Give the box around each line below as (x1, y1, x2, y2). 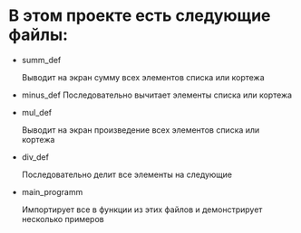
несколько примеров (21, 213, 105, 224)
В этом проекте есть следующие (8, 5, 271, 26)
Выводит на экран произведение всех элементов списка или (21, 124, 260, 135)
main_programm (21, 186, 83, 197)
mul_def (21, 107, 53, 117)
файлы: (8, 24, 69, 45)
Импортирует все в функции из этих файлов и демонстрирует (21, 204, 263, 215)
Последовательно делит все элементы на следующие (21, 169, 233, 180)
